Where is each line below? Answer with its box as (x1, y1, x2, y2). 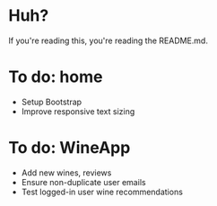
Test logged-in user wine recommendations (21, 186, 183, 197)
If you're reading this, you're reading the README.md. (8, 35, 208, 46)
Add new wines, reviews (21, 167, 112, 178)
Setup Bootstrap (21, 96, 82, 107)
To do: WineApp (8, 138, 131, 158)
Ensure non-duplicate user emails (21, 176, 146, 187)
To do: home (8, 67, 103, 87)
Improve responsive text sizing (21, 105, 135, 117)
